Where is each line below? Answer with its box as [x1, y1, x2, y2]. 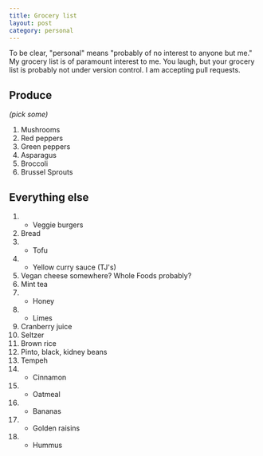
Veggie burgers [32, 220, 84, 230]
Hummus [32, 440, 63, 450]
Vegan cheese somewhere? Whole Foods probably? [20, 271, 192, 280]
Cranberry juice [20, 322, 73, 331]
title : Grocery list [9, 11, 78, 20]
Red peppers [20, 133, 63, 143]
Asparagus [20, 151, 57, 160]
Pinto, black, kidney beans [20, 348, 108, 356]
